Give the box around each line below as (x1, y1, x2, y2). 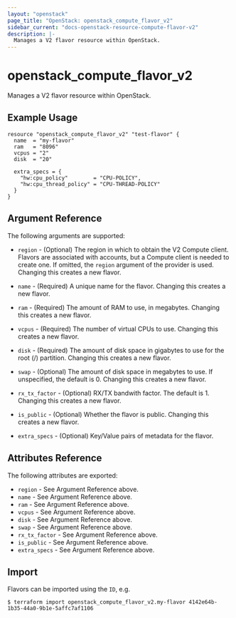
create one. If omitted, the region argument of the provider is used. (17, 260, 215, 269)
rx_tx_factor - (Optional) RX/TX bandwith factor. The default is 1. (17, 388, 210, 397)
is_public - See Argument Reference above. (17, 537, 149, 546)
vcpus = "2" (14, 149, 50, 157)
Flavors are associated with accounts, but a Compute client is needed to (17, 252, 230, 261)
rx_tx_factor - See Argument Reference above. (17, 530, 158, 539)
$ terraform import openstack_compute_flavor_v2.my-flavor (7, 599, 186, 606)
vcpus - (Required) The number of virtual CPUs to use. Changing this (17, 324, 219, 333)
